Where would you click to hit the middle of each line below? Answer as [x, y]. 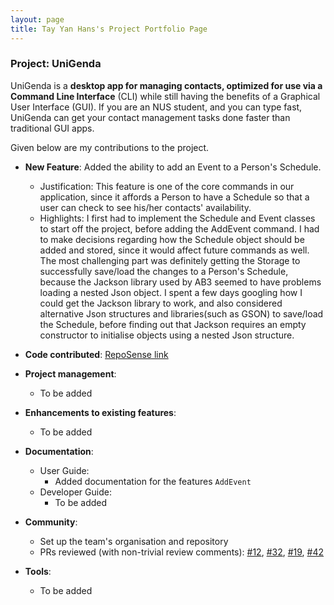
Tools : [38, 571]
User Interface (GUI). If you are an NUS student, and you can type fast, [156, 107]
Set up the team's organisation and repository [134, 541]
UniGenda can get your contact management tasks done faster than [150, 117]
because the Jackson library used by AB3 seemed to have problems [180, 282]
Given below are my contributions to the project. [110, 147]
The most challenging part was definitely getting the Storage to [170, 260]
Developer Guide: [75, 492]
